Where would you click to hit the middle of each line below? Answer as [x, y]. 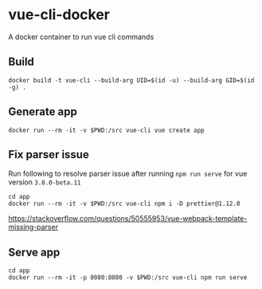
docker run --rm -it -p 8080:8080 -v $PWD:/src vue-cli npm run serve [128, 278]
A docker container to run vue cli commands [81, 37]
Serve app [34, 252]
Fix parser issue [49, 154]
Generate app [43, 112]
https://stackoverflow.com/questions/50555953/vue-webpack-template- [128, 219]
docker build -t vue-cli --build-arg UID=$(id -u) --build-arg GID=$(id [131, 80]
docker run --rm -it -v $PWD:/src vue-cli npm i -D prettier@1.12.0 [124, 204]
